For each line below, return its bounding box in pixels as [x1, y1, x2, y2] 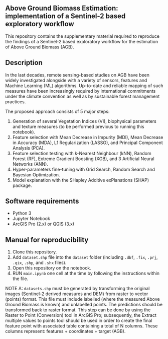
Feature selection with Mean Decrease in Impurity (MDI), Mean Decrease [12, 134, 163, 140]
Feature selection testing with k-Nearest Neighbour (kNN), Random [12, 150, 151, 156]
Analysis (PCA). [12, 145, 45, 151]
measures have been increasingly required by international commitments [5, 88, 156, 94]
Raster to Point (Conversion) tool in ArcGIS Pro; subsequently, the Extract [5, 312, 156, 318]
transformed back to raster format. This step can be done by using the [5, 307, 151, 313]
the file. [12, 276, 29, 282]
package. [12, 182, 32, 188]
